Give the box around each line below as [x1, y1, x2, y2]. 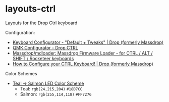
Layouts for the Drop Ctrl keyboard [5, 20, 78, 26]
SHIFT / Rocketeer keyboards [12, 55, 74, 61]
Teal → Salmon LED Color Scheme [12, 80, 84, 86]
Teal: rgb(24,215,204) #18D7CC [20, 85, 83, 91]
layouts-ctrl [5, 3, 56, 15]
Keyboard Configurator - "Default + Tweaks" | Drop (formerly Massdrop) [12, 39, 164, 45]
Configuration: [5, 29, 35, 35]
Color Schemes [5, 70, 37, 76]
